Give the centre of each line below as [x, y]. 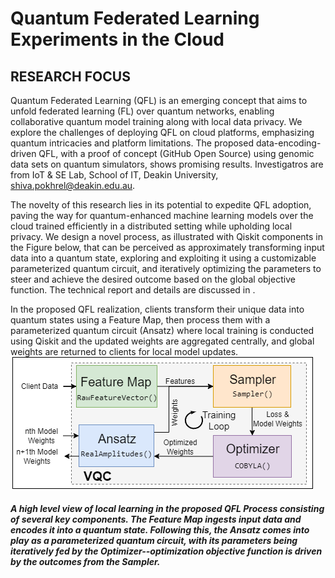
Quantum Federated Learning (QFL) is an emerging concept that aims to [159, 100]
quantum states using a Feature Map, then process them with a [140, 320]
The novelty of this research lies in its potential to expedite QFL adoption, [161, 205]
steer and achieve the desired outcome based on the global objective [153, 279]
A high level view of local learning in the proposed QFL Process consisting [167, 508]
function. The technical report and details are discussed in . [133, 290]
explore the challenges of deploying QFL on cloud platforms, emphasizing [162, 132]
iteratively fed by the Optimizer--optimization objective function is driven [166, 551]
